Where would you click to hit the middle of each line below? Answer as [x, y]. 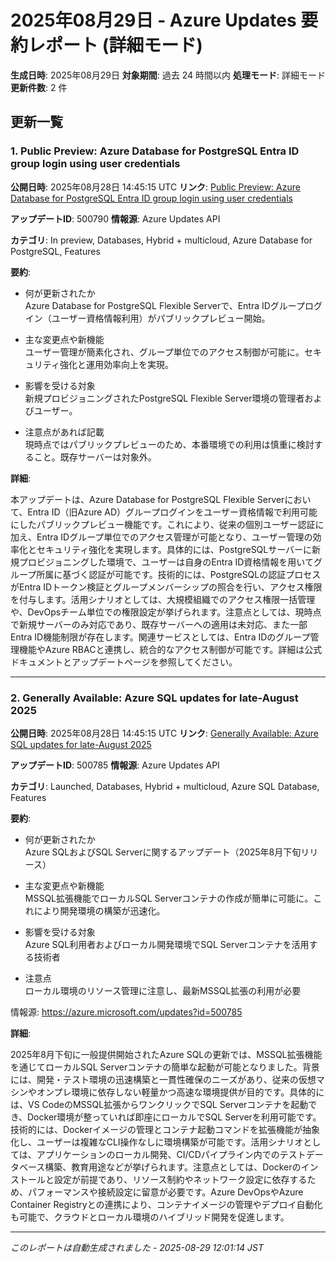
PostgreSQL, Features [55, 251]
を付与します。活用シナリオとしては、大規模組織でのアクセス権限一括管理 [163, 599]
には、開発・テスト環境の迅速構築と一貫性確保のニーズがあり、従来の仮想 [163, 1079]
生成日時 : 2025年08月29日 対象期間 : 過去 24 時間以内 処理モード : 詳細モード [168, 75]
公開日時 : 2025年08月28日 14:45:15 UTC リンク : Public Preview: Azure [155, 187]
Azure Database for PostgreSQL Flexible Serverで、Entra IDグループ [164, 305]
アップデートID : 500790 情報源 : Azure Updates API [115, 218]
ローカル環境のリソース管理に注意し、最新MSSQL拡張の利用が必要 [163, 990]
